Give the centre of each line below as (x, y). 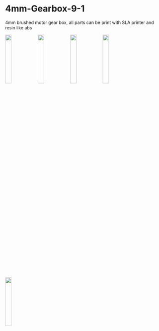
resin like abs (19, 27)
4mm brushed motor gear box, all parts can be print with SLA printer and (79, 22)
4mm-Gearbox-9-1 (45, 9)
